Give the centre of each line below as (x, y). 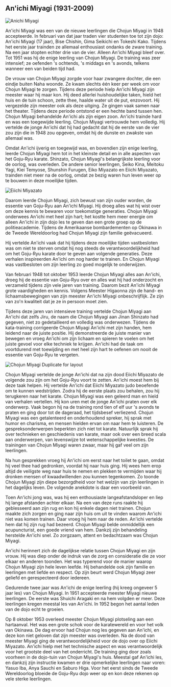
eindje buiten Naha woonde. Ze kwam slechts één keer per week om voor (83, 84)
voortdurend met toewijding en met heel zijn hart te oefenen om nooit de (81, 349)
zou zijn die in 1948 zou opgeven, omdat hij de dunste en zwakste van (79, 133)
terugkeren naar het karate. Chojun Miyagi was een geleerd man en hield (82, 396)
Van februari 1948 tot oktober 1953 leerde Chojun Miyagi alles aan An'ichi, (83, 274)
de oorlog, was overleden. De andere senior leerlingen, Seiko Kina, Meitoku (85, 164)
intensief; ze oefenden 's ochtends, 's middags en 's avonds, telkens (77, 63)
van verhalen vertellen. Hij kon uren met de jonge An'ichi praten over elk (81, 401)
